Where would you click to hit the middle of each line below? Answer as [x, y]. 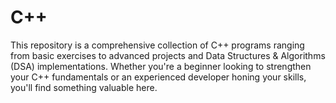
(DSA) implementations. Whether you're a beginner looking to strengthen [161, 66]
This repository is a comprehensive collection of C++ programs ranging [157, 45]
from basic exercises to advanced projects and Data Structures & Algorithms [168, 55]
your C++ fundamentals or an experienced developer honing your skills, [158, 77]
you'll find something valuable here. [84, 87]
